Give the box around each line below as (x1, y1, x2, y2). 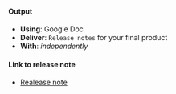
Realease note (19, 77, 68, 88)
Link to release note (8, 59, 76, 69)
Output (8, 6, 33, 16)
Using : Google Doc (19, 24, 84, 34)
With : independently (19, 41, 88, 51)
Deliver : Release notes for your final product (19, 33, 168, 43)
